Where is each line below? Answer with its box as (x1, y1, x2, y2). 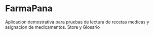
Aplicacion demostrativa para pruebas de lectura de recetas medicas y (5, 19, 150, 25)
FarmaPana (5, 3, 53, 14)
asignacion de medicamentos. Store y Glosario (5, 24, 100, 30)
